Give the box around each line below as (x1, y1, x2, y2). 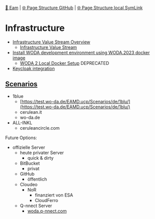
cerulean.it (19, 109, 42, 115)
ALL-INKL (12, 120, 32, 126)
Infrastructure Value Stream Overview (12, 39, 90, 45)
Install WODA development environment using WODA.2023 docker (12, 49, 150, 55)
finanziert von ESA (34, 192, 73, 198)
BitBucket (19, 160, 40, 166)
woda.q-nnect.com (27, 208, 67, 214)
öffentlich (27, 176, 47, 182)
